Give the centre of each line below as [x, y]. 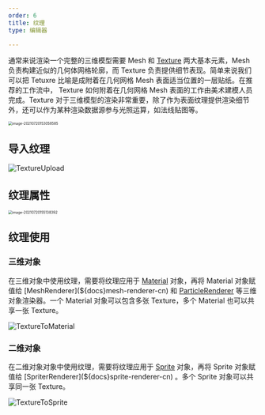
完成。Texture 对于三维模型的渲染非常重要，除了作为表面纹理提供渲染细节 [129, 100]
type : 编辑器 [28, 30]
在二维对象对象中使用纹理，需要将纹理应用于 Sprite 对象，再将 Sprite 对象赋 [132, 366]
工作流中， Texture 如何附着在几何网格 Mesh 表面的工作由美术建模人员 [137, 90]
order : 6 [23, 15]
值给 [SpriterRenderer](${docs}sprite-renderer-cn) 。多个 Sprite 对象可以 [127, 376]
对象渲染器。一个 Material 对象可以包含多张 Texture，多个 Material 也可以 [128, 300]
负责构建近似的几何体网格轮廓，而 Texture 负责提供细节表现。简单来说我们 [130, 70]
